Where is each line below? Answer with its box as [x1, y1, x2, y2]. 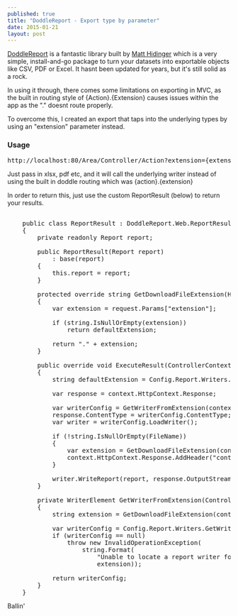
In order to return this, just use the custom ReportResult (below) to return [7, 191, 220, 199]
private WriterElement [37, 496, 116, 504]
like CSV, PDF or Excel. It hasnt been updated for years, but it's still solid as [7, 65, 227, 73]
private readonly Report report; [37, 233, 154, 241]
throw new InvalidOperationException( [67, 539, 202, 546]
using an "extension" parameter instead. [7, 122, 125, 131]
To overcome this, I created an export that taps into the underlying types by [7, 115, 228, 123]
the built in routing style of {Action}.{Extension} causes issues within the [7, 94, 219, 102]
